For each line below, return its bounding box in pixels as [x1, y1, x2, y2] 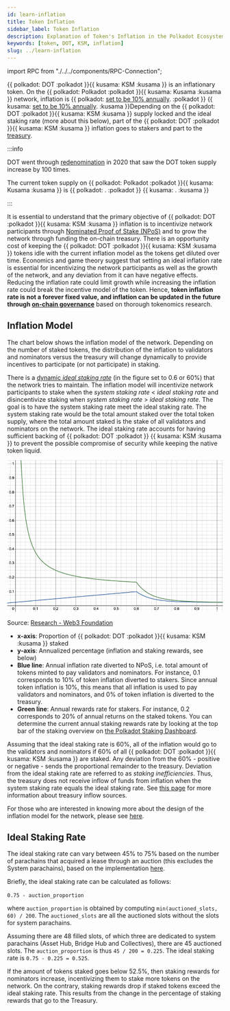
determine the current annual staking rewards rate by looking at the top [16, 719, 218, 727]
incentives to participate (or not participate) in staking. [7, 360, 161, 368]
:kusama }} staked [16, 639, 68, 647]
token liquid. [7, 446, 42, 455]
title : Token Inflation [7, 18, 75, 25]
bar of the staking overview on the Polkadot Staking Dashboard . [16, 727, 198, 735]
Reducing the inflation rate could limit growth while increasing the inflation [7, 278, 216, 286]
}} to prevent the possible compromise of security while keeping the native [7, 439, 218, 447]
